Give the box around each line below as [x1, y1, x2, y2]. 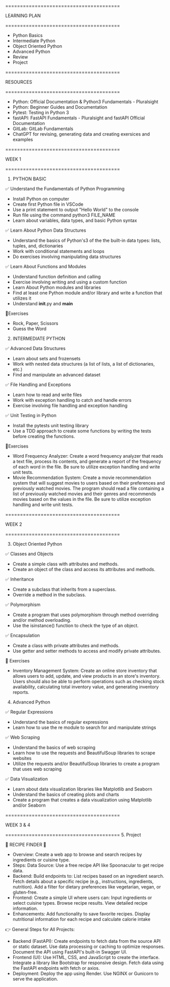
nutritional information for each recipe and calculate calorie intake [12, 916, 151, 922]
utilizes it [12, 295, 31, 301]
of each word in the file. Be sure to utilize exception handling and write [12, 464, 160, 470]
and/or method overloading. [12, 617, 72, 623]
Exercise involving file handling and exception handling [12, 402, 128, 408]
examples [12, 137, 33, 142]
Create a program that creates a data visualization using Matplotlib [12, 797, 152, 803]
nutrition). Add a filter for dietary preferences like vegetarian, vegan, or [12, 884, 161, 889]
